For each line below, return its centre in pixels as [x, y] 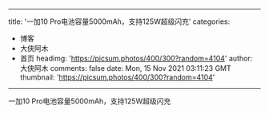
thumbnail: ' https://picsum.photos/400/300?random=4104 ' [117, 77]
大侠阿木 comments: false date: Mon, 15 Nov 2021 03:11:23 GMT [126, 68]
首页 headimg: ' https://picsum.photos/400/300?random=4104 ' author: [136, 58]
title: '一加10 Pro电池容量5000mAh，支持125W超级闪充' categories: [119, 21]
